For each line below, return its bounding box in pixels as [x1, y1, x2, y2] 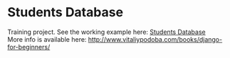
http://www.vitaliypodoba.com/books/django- [88, 35, 223, 43]
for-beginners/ [7, 42, 51, 51]
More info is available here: [7, 35, 87, 43]
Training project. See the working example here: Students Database [7, 28, 206, 36]
